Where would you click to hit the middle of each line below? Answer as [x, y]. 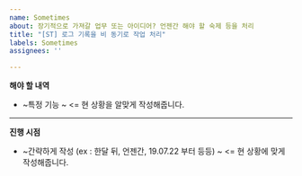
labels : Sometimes [44, 43]
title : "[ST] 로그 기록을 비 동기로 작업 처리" [88, 34]
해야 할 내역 [30, 85]
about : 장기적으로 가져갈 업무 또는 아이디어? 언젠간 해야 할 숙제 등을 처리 [132, 26]
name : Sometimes [40, 18]
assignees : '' [36, 51]
